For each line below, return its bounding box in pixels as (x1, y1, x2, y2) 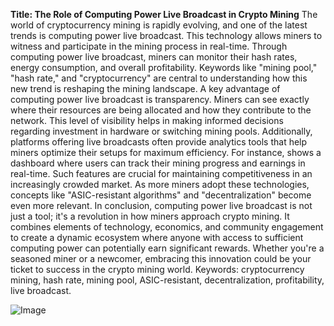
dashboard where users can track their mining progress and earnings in (10, 157, 306, 169)
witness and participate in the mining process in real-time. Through (10, 40, 288, 52)
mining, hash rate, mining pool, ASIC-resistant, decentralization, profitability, (10, 274, 325, 286)
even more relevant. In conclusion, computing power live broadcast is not (10, 200, 313, 211)
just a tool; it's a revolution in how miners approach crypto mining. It (10, 210, 290, 222)
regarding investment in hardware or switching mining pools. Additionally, (10, 125, 313, 137)
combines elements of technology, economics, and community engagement (10, 221, 324, 233)
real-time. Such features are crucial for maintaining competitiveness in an (10, 168, 313, 179)
